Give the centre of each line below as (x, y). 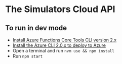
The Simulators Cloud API (60, 9)
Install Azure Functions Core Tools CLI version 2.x (65, 40)
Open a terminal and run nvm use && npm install (64, 51)
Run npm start (28, 56)
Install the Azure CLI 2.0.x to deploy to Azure (59, 45)
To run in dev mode (36, 28)
